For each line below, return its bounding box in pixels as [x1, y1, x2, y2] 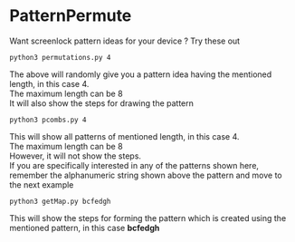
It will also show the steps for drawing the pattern [9, 97, 195, 109]
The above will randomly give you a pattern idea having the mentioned [9, 69, 272, 80]
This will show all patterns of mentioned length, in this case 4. [9, 131, 240, 141]
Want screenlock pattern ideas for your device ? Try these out [9, 35, 241, 46]
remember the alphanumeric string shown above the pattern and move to [9, 169, 282, 180]
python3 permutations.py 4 [9, 53, 111, 62]
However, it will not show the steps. [9, 150, 142, 161]
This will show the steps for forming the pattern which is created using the [9, 212, 287, 223]
